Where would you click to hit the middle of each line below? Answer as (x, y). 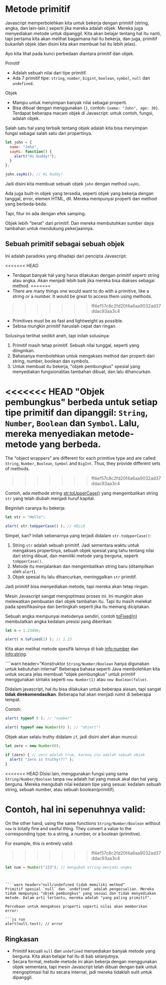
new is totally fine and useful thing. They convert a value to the (68, 828)
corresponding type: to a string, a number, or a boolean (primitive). (73, 834)
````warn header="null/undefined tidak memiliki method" (65, 885)
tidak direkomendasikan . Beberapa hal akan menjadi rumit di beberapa (78, 694)
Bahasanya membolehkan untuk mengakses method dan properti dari (83, 356)
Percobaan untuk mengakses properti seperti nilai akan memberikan (76, 907)
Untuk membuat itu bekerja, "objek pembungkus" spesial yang (76, 366)
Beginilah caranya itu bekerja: (35, 508)
